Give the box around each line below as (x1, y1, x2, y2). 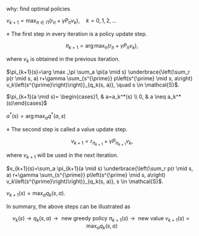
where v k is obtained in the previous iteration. (6, 55, 120, 64)
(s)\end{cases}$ (6, 100, 47, 107)
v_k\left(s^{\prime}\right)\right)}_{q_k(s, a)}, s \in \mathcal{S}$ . (6, 178, 164, 185)
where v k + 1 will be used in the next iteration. (6, 151, 119, 160)
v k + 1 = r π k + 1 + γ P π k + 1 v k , (70, 137, 133, 147)
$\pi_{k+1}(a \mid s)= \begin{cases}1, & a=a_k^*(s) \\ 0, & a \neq (6, 93, 166, 100)
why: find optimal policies (6, 5, 70, 12)
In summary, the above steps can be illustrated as (6, 203, 130, 210)
